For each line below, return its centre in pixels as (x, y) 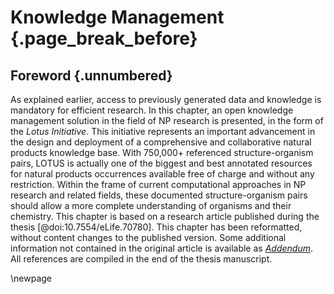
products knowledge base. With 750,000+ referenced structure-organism (162, 152)
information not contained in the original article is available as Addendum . (161, 248)
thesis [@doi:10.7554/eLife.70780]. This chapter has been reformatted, (156, 227)
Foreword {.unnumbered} (91, 75)
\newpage (31, 278)
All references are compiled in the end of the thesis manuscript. (141, 259)
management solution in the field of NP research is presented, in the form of (167, 120)
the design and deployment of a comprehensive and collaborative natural (161, 142)
